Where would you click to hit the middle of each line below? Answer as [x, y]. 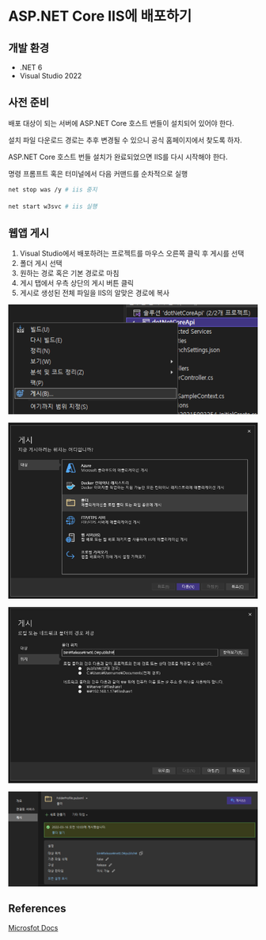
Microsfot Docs [33, 927]
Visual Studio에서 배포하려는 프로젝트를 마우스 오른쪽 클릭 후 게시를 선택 [132, 253]
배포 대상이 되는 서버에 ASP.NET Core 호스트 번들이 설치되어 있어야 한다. [122, 123]
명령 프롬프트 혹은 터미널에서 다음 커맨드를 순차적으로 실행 [98, 173]
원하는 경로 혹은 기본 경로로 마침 [69, 273]
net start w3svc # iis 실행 [53, 207]
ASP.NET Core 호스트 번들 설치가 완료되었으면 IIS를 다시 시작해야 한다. [118, 157]
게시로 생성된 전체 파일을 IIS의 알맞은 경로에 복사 [95, 293]
